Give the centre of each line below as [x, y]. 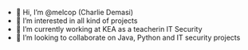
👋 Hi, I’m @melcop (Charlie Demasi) [75, 12]
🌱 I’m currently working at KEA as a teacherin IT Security [109, 29]
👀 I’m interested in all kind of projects [77, 21]
